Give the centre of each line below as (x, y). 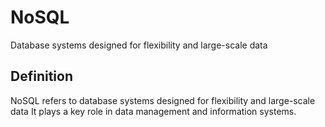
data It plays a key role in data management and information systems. (153, 111)
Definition (41, 76)
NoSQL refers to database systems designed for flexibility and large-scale (163, 100)
